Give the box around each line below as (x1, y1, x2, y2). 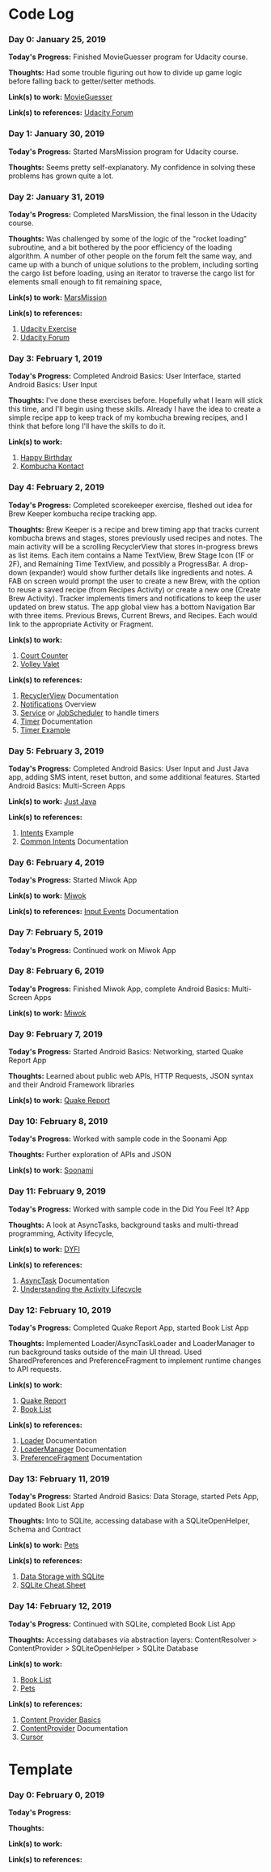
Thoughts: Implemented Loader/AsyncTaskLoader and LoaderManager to (8, 1339, 255, 1348)
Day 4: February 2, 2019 (8, 481, 105, 493)
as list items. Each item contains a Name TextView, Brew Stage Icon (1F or (8, 550, 255, 560)
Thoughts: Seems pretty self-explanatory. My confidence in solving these (8, 162, 256, 172)
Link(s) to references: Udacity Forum (8, 108, 133, 118)
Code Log (8, 5, 74, 24)
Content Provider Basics (19, 1715, 101, 1725)
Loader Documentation (19, 1436, 97, 1446)
